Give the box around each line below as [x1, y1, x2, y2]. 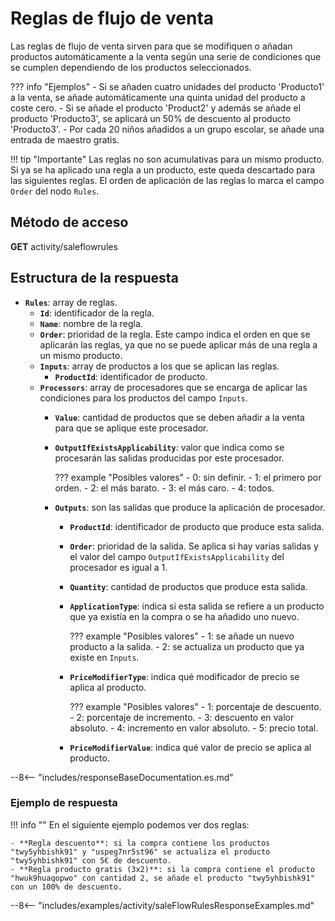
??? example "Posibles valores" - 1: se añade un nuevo [69, 630, 295, 642]
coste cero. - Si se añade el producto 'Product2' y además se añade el [10, 102, 302, 114]
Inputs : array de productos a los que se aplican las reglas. [39, 360, 280, 372]
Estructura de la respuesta [10, 270, 179, 287]
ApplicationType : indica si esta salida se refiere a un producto [69, 600, 325, 612]
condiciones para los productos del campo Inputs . [39, 392, 248, 404]
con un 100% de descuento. [10, 882, 123, 892]
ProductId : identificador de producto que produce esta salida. [69, 520, 325, 532]
